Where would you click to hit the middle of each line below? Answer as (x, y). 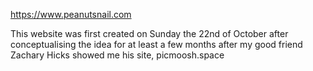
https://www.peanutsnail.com (71, 14)
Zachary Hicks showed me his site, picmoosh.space (117, 55)
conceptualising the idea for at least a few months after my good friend (156, 44)
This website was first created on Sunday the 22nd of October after (149, 33)
